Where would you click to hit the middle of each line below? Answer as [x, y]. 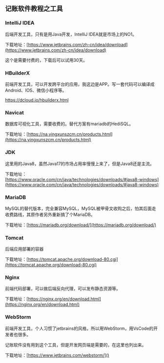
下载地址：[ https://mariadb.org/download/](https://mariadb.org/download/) [81, 225]
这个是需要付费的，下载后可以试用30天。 [46, 60]
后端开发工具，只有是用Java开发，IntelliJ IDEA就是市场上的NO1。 [71, 34]
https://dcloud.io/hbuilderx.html [37, 100]
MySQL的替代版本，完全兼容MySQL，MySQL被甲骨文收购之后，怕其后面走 [81, 208]
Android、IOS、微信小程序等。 [36, 90]
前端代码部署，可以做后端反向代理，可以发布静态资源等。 [63, 288]
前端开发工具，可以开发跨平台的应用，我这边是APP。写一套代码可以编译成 [80, 84]
